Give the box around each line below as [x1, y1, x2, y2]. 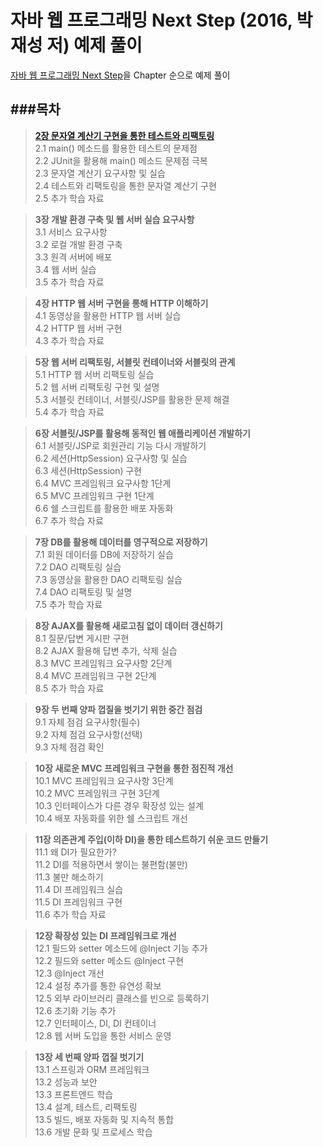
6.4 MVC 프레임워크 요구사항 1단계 [34, 477, 172, 489]
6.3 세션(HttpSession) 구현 [34, 464, 143, 476]
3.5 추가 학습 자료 [34, 276, 105, 288]
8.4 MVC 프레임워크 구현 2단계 [34, 669, 157, 681]
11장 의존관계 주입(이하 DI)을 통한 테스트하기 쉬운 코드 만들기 [34, 833, 269, 845]
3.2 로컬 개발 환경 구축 [34, 238, 123, 250]
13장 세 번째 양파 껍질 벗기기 [34, 1051, 145, 1063]
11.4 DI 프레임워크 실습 [34, 883, 124, 895]
